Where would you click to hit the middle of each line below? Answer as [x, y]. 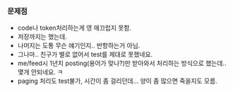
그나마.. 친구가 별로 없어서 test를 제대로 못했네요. [85, 54]
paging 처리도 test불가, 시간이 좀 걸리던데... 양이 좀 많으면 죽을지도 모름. [117, 81]
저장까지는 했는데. [42, 37]
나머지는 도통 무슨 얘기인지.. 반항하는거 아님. [79, 46]
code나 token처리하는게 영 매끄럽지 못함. [74, 28]
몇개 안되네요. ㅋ [40, 72]
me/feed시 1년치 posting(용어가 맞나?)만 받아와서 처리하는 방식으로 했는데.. [122, 63]
